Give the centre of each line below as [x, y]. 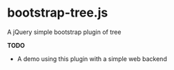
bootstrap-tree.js [58, 13]
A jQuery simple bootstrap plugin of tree [64, 32]
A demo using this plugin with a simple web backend [92, 59]
